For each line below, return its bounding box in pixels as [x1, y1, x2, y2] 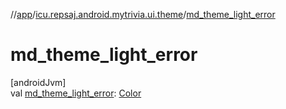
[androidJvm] [10, 76, 67, 88]
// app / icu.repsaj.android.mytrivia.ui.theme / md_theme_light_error [10, 9, 276, 20]
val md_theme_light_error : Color [10, 87, 142, 99]
